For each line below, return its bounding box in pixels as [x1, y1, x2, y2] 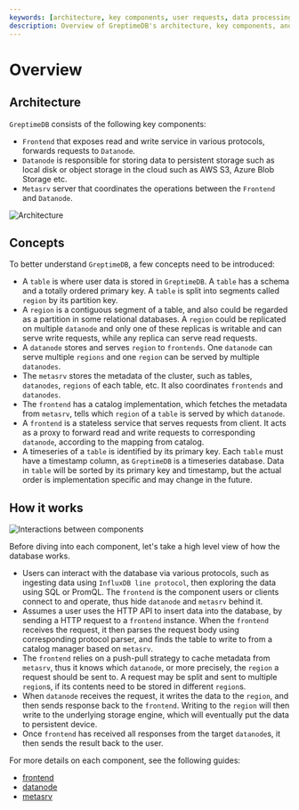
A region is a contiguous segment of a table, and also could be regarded [21, 304, 288, 316]
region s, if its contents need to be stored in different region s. [21, 681, 246, 692]
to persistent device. [21, 719, 98, 730]
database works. [9, 550, 71, 561]
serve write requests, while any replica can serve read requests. [21, 333, 258, 343]
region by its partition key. [21, 295, 118, 306]
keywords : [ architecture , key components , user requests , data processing [9, 12, 293, 22]
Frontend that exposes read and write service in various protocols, [21, 135, 265, 147]
